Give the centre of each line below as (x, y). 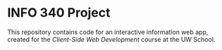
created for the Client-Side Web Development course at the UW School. (111, 39)
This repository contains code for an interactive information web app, (108, 32)
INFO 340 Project (59, 13)
